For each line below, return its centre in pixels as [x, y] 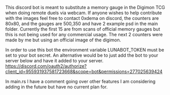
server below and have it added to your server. [54, 61]
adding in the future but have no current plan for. [57, 87]
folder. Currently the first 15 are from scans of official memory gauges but [83, 29]
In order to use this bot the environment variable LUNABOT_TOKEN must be [85, 50]
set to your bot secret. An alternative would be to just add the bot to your [82, 55]
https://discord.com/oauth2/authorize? [46, 66]
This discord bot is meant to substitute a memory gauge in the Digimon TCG [85, 7]
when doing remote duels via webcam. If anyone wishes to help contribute [84, 13]
